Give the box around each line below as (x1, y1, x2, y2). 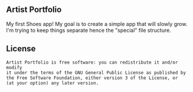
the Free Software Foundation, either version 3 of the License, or (6, 75, 178, 81)
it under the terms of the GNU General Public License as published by (6, 70, 186, 75)
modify (6, 64, 22, 70)
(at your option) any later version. (6, 80, 99, 86)
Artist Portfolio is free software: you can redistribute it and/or (6, 59, 178, 65)
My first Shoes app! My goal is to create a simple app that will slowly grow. (6, 20, 188, 27)
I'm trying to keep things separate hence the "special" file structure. (6, 27, 171, 34)
